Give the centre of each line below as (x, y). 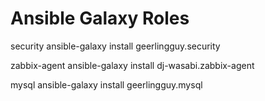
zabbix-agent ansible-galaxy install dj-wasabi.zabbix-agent (132, 65)
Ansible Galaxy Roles (100, 18)
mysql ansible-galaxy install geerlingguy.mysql (106, 84)
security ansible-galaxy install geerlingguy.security (115, 46)
